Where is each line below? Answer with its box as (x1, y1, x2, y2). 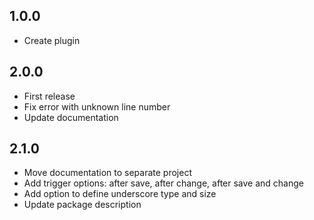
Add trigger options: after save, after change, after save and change (23, 177, 304, 189)
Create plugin (23, 34, 81, 46)
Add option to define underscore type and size (23, 188, 217, 200)
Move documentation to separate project (23, 167, 192, 179)
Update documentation (23, 111, 119, 123)
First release (23, 90, 76, 102)
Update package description (23, 199, 142, 211)
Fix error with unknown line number (23, 100, 171, 113)
